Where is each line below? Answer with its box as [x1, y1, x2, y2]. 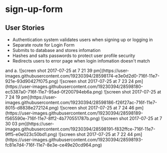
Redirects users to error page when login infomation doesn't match [12, 58, 151, 63]
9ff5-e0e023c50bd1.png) [5, 131, 57, 137]
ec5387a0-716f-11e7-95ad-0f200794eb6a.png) [5, 89, 103, 94]
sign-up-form [5, 3, 63, 15]
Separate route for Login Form [12, 42, 75, 48]
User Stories [5, 23, 45, 32]
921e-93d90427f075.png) [5, 78, 59, 84]
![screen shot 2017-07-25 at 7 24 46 [59, 105, 135, 110]
